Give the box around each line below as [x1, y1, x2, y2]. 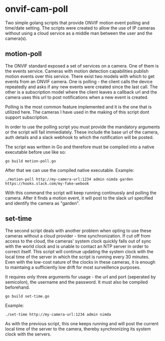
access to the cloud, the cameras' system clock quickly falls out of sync [5, 238, 152, 244]
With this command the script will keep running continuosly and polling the [5, 190, 157, 196]
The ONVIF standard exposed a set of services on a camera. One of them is [5, 63, 159, 68]
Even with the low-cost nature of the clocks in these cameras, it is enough [5, 259, 156, 265]
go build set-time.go [5, 294, 50, 299]
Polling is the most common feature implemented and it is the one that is [5, 103, 152, 109]
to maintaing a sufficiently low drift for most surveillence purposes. [5, 264, 141, 270]
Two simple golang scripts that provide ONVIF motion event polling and [5, 20, 150, 26]
